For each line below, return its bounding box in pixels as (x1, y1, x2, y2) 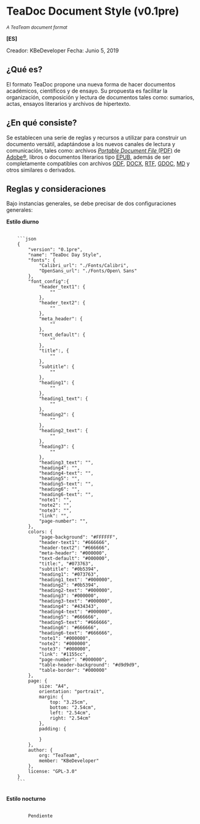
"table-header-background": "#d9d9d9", (38, 662, 140, 668)
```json (17, 236, 36, 242)
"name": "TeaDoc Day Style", (28, 252, 102, 258)
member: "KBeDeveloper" (38, 758, 99, 764)
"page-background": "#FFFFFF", (38, 534, 119, 540)
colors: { (28, 529, 53, 535)
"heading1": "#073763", (38, 571, 99, 578)
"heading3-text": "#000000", (38, 598, 113, 604)
